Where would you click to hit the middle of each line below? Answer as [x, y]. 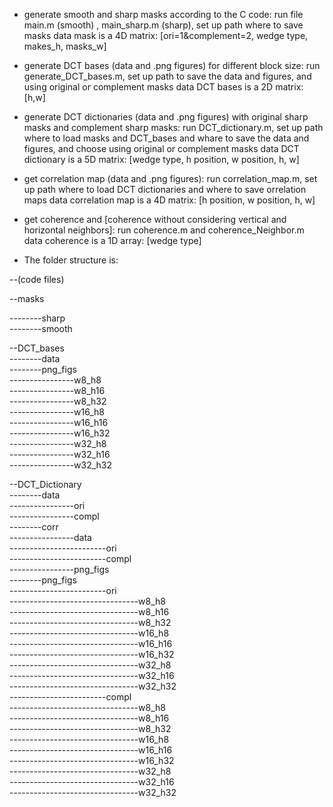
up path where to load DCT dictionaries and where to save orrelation [165, 189]
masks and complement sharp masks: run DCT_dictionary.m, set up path [173, 127]
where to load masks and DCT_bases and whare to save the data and [166, 138]
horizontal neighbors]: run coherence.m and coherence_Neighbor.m [164, 230]
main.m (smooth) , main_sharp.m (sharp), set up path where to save [163, 25]
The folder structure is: [71, 260]
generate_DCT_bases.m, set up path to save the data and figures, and [167, 76]
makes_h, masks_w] [65, 46]
